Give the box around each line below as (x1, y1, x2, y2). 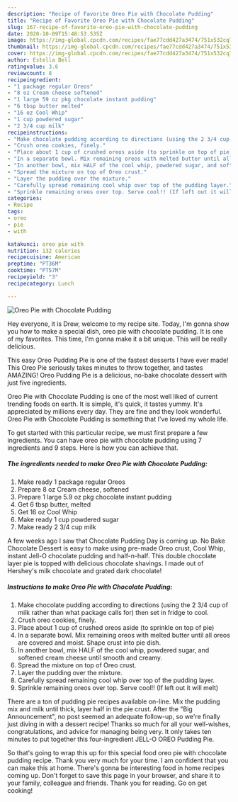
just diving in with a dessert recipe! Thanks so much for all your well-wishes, (7, 720, 231, 728)
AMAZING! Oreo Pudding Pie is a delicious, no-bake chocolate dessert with (7, 371, 227, 379)
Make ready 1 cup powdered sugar (17, 515, 119, 524)
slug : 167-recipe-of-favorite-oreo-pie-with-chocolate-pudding (7, 23, 198, 30)
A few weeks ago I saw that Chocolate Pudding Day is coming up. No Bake (7, 536, 225, 545)
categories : (7, 195, 42, 202)
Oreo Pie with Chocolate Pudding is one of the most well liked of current (7, 392, 218, 400)
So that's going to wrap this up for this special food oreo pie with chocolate (7, 748, 227, 757)
